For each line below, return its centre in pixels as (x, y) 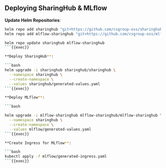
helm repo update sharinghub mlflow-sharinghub (55, 43)
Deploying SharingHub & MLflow (56, 8)
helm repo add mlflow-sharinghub (39, 34)
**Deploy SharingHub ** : (29, 57)
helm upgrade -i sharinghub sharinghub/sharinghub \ (60, 70)
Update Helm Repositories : (33, 20)
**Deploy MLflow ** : (25, 97)
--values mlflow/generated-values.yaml (50, 129)
